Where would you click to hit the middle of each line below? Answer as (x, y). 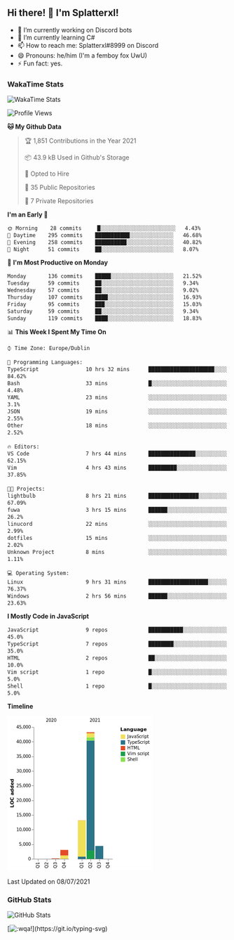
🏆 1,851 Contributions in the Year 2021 (80, 141)
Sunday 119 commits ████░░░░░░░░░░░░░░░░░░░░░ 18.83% (104, 318)
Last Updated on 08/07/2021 (49, 882)
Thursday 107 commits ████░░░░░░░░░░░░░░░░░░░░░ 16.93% (104, 297)
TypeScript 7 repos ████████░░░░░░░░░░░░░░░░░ (117, 644)
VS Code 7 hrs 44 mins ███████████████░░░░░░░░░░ (117, 454)
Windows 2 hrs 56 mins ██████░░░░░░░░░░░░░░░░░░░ (117, 596)
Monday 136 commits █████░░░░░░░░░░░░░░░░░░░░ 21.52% (104, 276)
